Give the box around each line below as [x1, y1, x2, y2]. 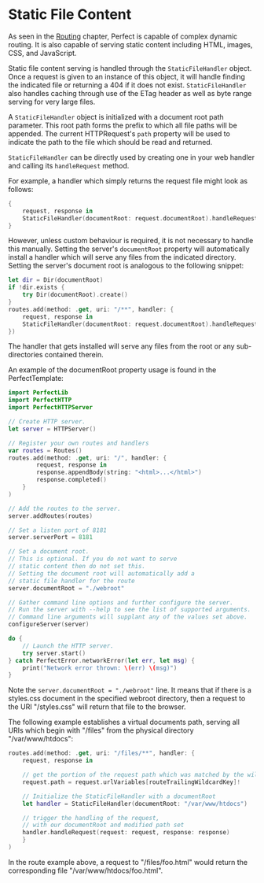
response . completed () [36, 476, 108, 484]
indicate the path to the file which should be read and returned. [8, 137, 213, 146]
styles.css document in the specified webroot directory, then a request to [8, 694, 246, 704]
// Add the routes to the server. [8, 504, 122, 512]
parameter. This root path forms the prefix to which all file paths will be [8, 120, 237, 130]
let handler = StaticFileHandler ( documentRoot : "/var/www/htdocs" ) [22, 800, 247, 807]
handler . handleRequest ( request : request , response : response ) [22, 829, 230, 837]
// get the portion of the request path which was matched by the [22, 771, 244, 779]
